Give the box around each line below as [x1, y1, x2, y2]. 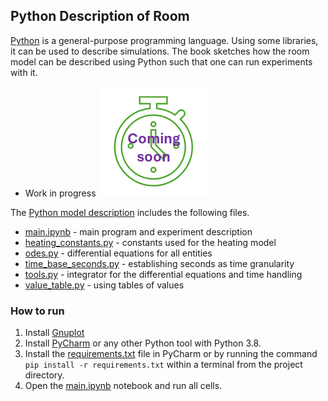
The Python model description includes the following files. [10, 206, 250, 218]
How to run [10, 304, 65, 318]
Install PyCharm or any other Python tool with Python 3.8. [24, 337, 262, 349]
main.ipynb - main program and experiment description [24, 225, 253, 238]
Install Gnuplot [24, 327, 85, 339]
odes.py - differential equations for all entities [24, 247, 213, 259]
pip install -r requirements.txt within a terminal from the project [24, 359, 303, 371]
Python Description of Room [10, 8, 190, 25]
